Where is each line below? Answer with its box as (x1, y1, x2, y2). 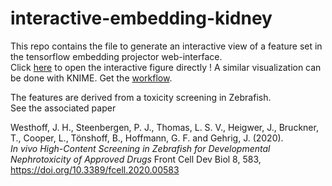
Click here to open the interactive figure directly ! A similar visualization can (10, 61, 322, 73)
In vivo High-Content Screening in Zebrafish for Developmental (10, 142, 271, 154)
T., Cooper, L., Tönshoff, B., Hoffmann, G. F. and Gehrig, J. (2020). (10, 132, 284, 144)
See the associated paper (10, 102, 117, 114)
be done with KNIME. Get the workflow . (10, 72, 173, 84)
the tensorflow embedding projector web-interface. (10, 50, 223, 62)
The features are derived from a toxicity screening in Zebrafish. (10, 91, 272, 103)
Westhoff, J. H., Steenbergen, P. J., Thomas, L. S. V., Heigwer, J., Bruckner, (10, 121, 319, 133)
